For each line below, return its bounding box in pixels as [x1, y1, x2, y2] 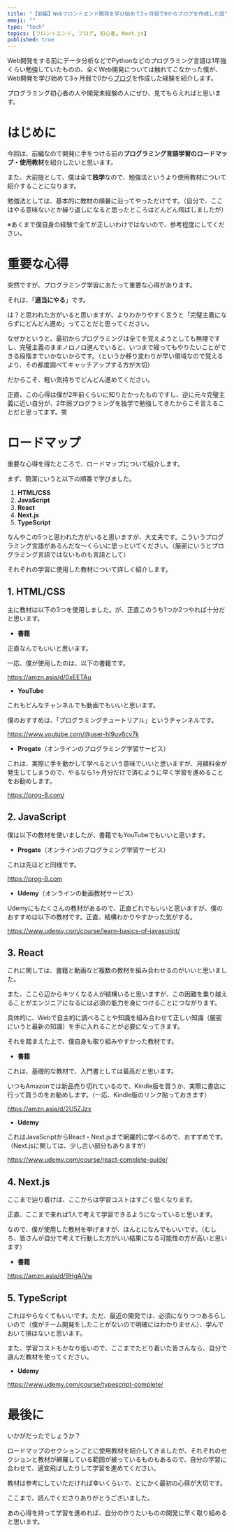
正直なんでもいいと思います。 [7, 644, 92, 652]
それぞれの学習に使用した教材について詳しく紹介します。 [7, 565, 173, 574]
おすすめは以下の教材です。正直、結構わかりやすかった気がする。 [7, 912, 197, 921]
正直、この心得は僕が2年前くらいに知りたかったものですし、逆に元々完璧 [7, 391, 219, 398]
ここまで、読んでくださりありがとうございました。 [7, 1493, 154, 1502]
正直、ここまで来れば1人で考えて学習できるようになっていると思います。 [7, 1210, 217, 1219]
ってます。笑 [31, 408, 68, 416]
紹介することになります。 [7, 182, 80, 190]
